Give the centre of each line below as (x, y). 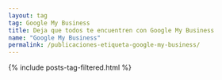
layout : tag (28, 15)
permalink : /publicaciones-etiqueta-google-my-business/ (104, 45)
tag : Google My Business (49, 23)
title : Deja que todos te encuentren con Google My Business (111, 30)
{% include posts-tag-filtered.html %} (70, 67)
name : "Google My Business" (55, 38)
